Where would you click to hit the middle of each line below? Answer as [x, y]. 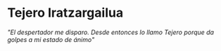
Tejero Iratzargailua [65, 13]
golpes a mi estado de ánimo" [51, 39]
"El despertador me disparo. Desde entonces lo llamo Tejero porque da [111, 32]
